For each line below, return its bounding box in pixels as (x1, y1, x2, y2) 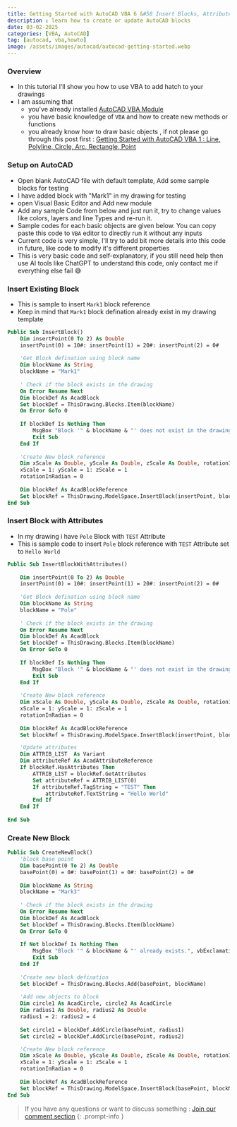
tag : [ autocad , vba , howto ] (7, 37, 87, 44)
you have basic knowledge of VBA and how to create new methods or (28, 112, 228, 121)
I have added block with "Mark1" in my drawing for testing (17, 191, 186, 200)
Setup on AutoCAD (7, 160, 73, 170)
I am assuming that (17, 97, 73, 106)
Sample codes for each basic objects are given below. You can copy (17, 221, 217, 229)
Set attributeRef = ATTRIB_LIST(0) (32, 777, 138, 784)
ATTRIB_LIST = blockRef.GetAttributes (32, 770, 147, 777)
